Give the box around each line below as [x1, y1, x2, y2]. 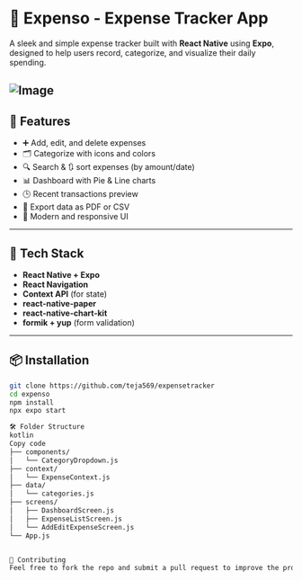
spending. [9, 57, 47, 67]
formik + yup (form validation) [22, 317, 135, 327]
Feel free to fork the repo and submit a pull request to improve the [9, 564, 280, 573]
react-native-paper [22, 298, 97, 308]
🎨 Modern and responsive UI [22, 211, 129, 222]
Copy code [9, 440, 47, 449]
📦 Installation [9, 352, 90, 368]
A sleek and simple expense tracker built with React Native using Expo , [9, 38, 274, 49]
